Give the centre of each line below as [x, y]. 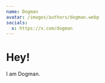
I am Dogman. [23, 74]
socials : [17, 23]
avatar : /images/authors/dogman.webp [53, 17]
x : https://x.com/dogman [42, 28]
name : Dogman [22, 12]
